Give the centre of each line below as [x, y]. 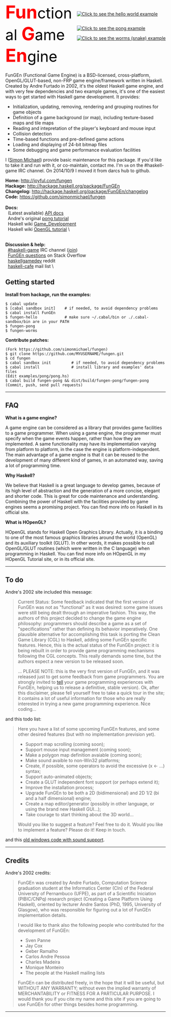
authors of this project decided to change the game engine [79, 618]
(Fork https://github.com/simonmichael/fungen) [57, 349]
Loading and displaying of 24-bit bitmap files [60, 144]
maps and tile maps [33, 123]
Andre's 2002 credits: [28, 873]
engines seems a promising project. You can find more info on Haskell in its [84, 507]
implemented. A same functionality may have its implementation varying [81, 444]
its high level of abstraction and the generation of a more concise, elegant [83, 491]
